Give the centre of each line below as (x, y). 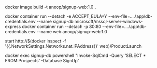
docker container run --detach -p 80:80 (61, 27)
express (13, 27)
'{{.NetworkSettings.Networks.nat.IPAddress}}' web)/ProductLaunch (73, 46)
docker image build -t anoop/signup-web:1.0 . (50, 7)
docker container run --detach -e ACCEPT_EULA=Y (56, 16)
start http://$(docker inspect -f (36, 41)
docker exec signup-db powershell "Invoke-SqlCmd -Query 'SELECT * (76, 55)
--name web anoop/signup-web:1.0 (72, 32)
